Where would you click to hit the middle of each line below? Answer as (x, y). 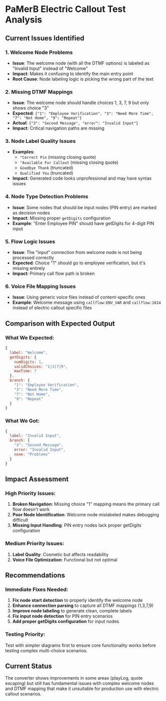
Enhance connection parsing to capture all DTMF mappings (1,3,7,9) (83, 605)
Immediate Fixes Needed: (37, 589)
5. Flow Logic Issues (30, 241)
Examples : (23, 152)
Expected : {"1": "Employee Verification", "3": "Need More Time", (83, 114)
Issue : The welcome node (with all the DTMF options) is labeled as (81, 63)
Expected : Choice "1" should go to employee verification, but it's (79, 263)
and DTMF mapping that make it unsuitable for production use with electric (82, 689)
